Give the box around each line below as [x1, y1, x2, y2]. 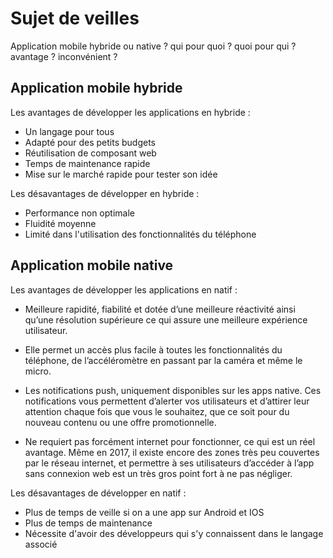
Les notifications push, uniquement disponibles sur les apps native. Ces [24, 384, 322, 396]
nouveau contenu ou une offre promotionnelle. [24, 416, 217, 428]
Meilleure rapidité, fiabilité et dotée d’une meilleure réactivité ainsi [24, 303, 296, 315]
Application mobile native [10, 257, 174, 274]
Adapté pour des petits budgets [24, 136, 156, 148]
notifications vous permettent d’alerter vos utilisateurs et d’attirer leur [24, 395, 310, 407]
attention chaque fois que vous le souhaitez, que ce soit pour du [24, 405, 290, 417]
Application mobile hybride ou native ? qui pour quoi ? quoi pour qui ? [10, 40, 297, 52]
